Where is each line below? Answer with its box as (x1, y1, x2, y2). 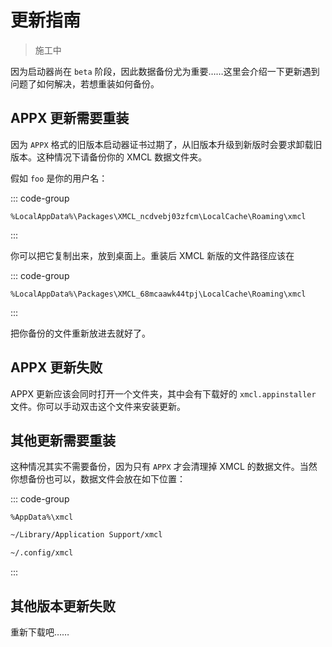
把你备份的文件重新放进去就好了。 (10, 327, 151, 339)
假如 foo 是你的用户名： (10, 172, 108, 184)
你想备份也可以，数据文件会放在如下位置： (10, 473, 186, 485)
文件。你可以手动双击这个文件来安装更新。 (10, 400, 186, 412)
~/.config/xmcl (10, 548, 74, 558)
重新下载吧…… (10, 626, 70, 638)
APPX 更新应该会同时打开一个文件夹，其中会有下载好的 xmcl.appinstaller (10, 387, 317, 400)
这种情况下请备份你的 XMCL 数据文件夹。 (36, 151, 208, 163)
